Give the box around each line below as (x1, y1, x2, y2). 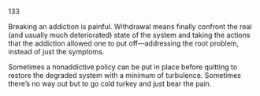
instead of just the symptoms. (8, 47, 105, 56)
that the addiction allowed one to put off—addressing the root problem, (8, 39, 239, 48)
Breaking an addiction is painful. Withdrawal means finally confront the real (8, 22, 252, 31)
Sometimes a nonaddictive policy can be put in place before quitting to (8, 62, 238, 72)
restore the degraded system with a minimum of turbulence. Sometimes (8, 71, 242, 79)
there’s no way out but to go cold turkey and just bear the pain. (8, 79, 212, 88)
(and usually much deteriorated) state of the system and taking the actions (8, 31, 251, 39)
